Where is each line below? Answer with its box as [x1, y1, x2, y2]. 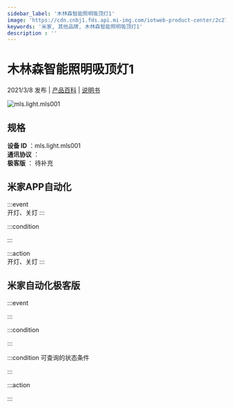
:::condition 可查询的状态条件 [7, 353, 90, 361]
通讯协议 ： [7, 150, 40, 158]
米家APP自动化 [7, 181, 71, 193]
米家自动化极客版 [7, 279, 80, 292]
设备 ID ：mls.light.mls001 [7, 142, 81, 149]
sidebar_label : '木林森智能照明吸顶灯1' [7, 10, 115, 17]
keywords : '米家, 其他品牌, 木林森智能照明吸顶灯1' [7, 23, 143, 30]
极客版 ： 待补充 [7, 159, 53, 167]
